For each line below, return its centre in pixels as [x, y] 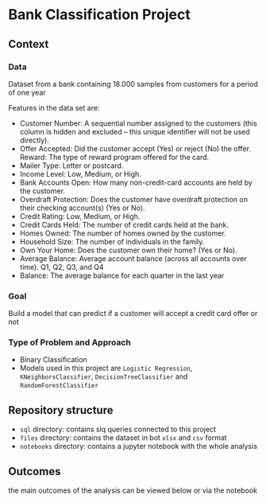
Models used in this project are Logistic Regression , [106, 368]
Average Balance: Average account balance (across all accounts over [133, 258]
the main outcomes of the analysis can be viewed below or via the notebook [133, 490]
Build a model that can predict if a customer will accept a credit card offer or [133, 314]
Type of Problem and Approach [69, 342]
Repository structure [61, 410]
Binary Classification [53, 360]
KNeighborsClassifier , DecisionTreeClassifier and [104, 376]
